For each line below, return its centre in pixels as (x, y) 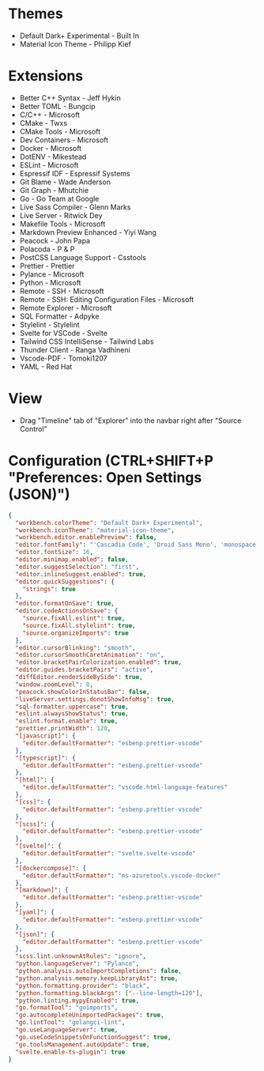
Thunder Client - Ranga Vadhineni (75, 349)
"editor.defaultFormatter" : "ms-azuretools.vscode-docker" (122, 875)
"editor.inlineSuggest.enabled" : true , (81, 574)
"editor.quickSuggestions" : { (65, 582)
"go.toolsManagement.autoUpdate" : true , (83, 1044)
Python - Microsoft (50, 282)
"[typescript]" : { (46, 758)
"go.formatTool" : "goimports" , (67, 1008)
